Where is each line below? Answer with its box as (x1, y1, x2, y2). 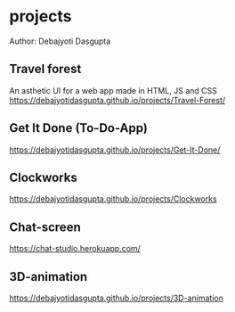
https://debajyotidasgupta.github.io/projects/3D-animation (9, 292, 224, 303)
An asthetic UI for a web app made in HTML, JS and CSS (9, 85, 218, 95)
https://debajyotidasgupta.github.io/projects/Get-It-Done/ (9, 144, 221, 155)
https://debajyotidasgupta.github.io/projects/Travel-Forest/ (9, 94, 226, 105)
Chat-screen (9, 219, 82, 234)
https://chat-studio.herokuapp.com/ (9, 243, 141, 254)
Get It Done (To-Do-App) (9, 120, 149, 135)
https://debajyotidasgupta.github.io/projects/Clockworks (9, 193, 217, 204)
